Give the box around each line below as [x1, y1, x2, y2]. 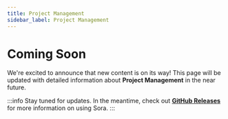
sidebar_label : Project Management [7, 17, 110, 23]
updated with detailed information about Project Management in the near [7, 76, 216, 85]
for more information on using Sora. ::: [7, 104, 116, 112]
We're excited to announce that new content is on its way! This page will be [7, 69, 222, 77]
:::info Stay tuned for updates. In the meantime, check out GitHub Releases [7, 97, 221, 105]
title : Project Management [7, 10, 85, 17]
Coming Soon [7, 46, 86, 62]
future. [7, 83, 26, 91]
